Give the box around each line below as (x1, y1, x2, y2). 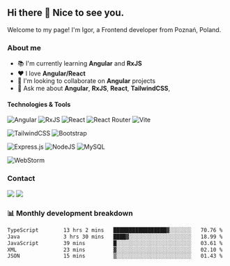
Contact (7, 174, 36, 184)
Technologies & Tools (7, 100, 71, 108)
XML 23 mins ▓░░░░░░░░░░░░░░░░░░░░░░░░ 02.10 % (7, 246, 223, 253)
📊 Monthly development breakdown (7, 208, 134, 218)
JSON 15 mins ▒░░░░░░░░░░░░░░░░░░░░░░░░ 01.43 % (7, 253, 223, 260)
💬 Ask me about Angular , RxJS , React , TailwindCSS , (17, 84, 171, 93)
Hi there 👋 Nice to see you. (7, 7, 124, 19)
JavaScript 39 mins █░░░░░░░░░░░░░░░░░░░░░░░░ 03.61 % (7, 239, 223, 246)
